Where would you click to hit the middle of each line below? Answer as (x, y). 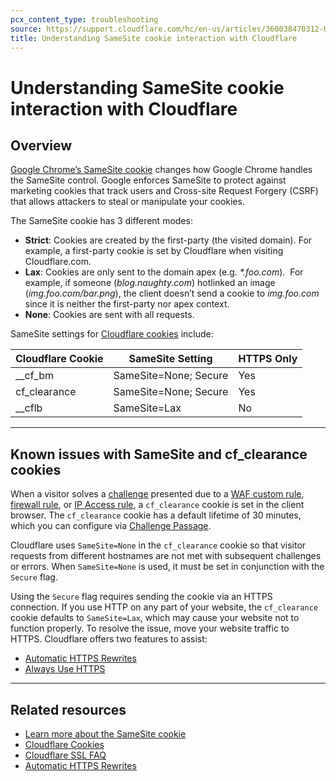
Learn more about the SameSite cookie (105, 734)
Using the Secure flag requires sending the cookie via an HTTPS (141, 597)
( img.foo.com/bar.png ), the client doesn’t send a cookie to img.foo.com (172, 293)
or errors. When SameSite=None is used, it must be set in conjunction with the (167, 567)
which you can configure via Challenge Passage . (111, 526)
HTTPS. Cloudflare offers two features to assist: (109, 639)
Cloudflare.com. (58, 262)
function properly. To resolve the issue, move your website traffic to (150, 628)
